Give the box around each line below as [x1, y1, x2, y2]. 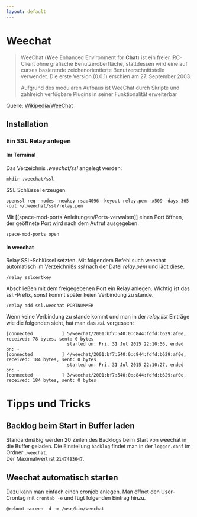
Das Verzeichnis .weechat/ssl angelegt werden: [6, 165, 122, 172]
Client [20, 60, 35, 67]
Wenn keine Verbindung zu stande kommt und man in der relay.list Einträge [6, 313, 190, 320]
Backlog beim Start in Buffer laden [6, 420, 135, 431]
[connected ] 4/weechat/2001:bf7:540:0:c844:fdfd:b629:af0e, [6, 352, 186, 358]
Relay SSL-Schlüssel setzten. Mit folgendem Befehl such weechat [6, 257, 166, 264]
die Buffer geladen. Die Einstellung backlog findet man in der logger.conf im [6, 442, 191, 450]
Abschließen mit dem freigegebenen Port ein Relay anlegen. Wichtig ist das [6, 285, 190, 292]
